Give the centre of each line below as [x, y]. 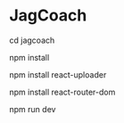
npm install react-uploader [58, 74]
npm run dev [33, 109]
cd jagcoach [32, 40]
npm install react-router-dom [62, 92]
